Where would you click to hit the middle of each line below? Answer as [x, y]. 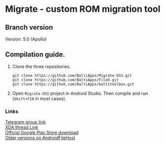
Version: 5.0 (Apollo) [26, 39]
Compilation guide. [35, 54]
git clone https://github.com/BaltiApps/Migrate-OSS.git [72, 75]
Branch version [29, 27]
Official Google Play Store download [42, 133]
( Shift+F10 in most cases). [39, 98]
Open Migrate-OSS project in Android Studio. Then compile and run [80, 93]
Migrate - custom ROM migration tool [83, 9]
